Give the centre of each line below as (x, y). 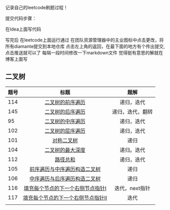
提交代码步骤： (21, 18)
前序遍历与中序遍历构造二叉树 (65, 169)
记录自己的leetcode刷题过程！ (37, 7)
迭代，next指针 (132, 188)
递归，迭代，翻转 (132, 112)
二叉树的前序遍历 (65, 102)
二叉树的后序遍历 (65, 112)
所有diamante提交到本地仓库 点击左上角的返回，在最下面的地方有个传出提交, (85, 46)
